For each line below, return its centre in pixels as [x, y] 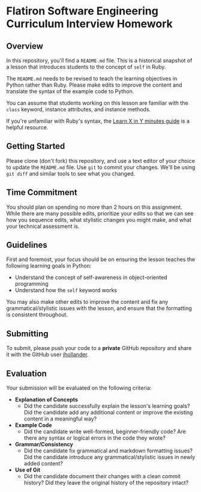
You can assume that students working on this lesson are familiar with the [97, 103]
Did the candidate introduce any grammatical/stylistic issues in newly [109, 457]
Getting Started [36, 146]
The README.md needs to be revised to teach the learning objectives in [92, 78]
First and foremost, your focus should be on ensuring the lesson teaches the [101, 259]
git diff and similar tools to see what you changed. [71, 173]
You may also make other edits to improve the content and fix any [87, 302]
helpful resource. [27, 127]
